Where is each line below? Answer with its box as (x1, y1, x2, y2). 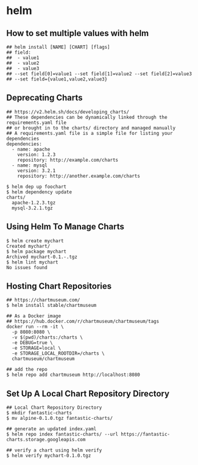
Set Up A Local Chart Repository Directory (6, 388, 169, 398)
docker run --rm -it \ (6, 324, 64, 330)
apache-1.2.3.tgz (12, 200, 56, 206)
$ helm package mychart (6, 248, 67, 254)
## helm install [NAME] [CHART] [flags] (6, 44, 111, 50)
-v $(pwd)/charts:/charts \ (12, 334, 83, 341)
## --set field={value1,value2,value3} (6, 76, 108, 82)
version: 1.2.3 (17, 151, 56, 157)
